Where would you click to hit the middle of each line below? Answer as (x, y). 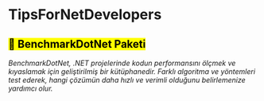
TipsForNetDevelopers (85, 15)
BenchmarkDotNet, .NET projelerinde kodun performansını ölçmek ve (122, 63)
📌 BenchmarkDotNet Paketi (77, 44)
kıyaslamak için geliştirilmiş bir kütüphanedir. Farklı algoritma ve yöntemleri (132, 72)
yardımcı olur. (31, 88)
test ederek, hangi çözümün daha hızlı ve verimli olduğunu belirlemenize (127, 80)
